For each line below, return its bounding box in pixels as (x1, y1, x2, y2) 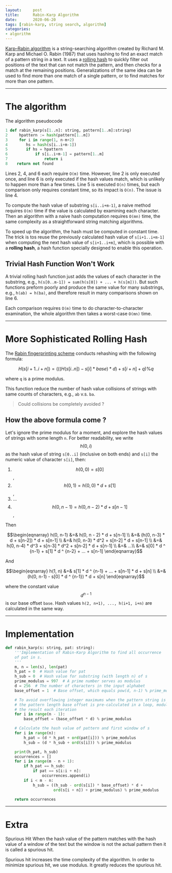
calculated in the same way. (5, 606, 64, 612)
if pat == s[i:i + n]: (32, 768, 81, 773)
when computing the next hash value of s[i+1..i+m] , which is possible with (5, 239, 165, 245)
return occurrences (14, 797, 56, 802)
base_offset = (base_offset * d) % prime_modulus (24, 717, 132, 722)
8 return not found (5, 161, 54, 167)
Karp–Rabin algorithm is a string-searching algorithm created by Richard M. (5, 46, 165, 51)
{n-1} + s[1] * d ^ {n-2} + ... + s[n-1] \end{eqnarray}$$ (29, 548, 143, 554)
